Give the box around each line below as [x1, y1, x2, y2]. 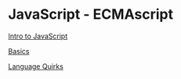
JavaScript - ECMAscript [8, 5, 174, 23]
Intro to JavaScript [8, 31, 68, 41]
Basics [8, 46, 30, 56]
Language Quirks [8, 61, 64, 71]
